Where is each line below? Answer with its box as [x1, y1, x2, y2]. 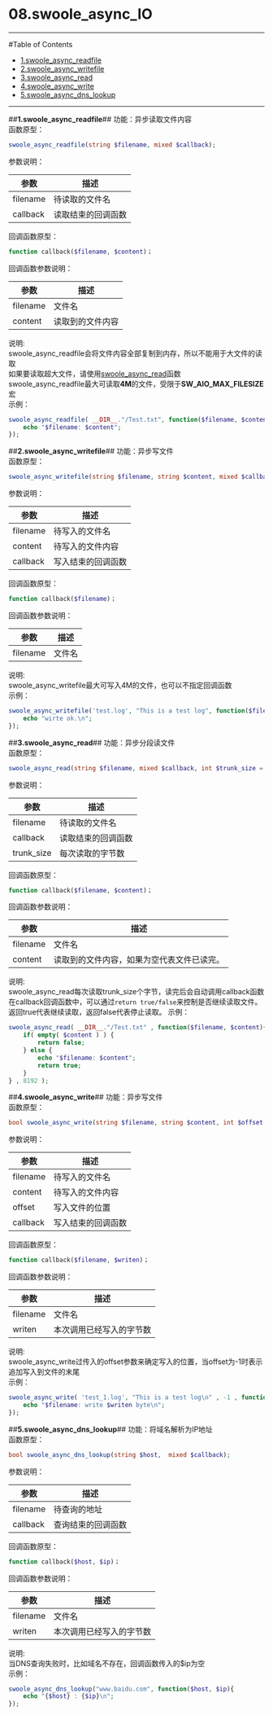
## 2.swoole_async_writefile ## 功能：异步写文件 [8, 446, 174, 456]
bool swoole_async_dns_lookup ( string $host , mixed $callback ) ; [8, 1450, 231, 1458]
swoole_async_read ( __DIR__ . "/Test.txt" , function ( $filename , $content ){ [8, 1024, 267, 1032]
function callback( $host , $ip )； [8, 1557, 120, 1566]
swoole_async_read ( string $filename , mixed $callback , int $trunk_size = [8, 764, 264, 772]
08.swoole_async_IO [8, 5, 153, 24]
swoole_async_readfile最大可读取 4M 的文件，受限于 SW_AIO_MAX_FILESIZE [8, 379, 264, 388]
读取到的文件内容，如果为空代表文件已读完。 [53, 954, 225, 966]
